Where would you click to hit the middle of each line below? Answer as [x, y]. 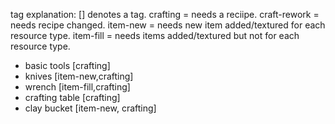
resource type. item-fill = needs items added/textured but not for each [155, 35]
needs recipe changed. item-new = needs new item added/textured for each [168, 25]
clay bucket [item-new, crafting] [90, 108]
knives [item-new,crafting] [79, 76]
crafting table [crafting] [72, 97]
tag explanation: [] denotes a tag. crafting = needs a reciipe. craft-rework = [165, 14]
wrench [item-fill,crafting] [77, 87]
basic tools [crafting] [67, 65]
